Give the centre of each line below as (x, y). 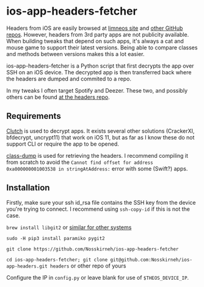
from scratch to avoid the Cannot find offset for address (80, 162)
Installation (28, 188)
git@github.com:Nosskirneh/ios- (151, 260)
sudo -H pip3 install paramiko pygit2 (56, 238)
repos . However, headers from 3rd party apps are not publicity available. (98, 34)
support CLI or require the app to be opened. (63, 144)
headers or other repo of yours (88, 266)
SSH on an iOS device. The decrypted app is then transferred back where (99, 72)
